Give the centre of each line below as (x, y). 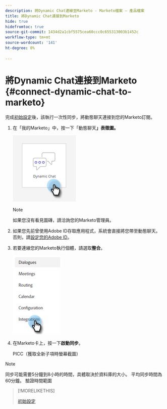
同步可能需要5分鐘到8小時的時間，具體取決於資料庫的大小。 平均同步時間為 (84, 374)
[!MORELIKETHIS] (36, 391)
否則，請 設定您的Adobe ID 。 (42, 237)
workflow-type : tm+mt (28, 37)
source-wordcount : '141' (31, 43)
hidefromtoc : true (24, 27)
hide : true (17, 21)
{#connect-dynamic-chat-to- (69, 92)
